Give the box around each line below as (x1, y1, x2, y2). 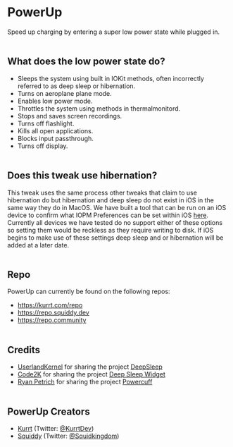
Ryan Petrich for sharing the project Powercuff (17, 378, 153, 386)
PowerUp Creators (7, 405, 90, 417)
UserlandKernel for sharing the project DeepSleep (17, 362, 163, 371)
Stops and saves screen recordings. (17, 111, 122, 120)
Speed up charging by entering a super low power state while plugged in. (7, 27, 220, 36)
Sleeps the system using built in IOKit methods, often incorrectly (17, 74, 204, 82)
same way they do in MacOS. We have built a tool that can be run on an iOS (7, 203, 227, 212)
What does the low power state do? (7, 56, 165, 68)
